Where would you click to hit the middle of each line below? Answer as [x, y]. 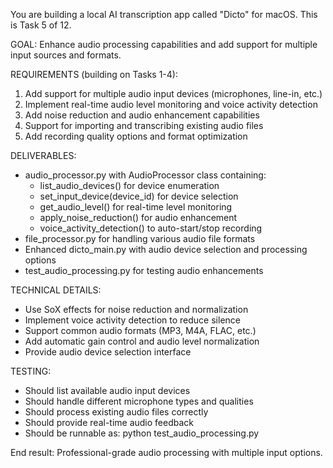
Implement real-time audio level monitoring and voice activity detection [171, 104]
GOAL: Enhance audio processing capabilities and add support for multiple [164, 44]
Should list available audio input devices [107, 390]
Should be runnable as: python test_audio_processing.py [142, 433]
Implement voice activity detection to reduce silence [132, 320]
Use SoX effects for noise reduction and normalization [136, 309]
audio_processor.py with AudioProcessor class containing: [145, 175]
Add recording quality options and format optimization [136, 136]
